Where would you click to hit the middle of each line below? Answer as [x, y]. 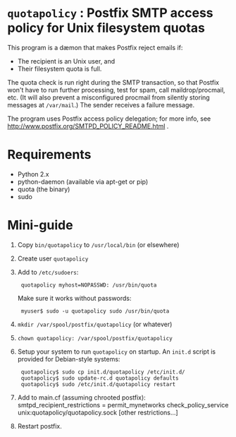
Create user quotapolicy [53, 258]
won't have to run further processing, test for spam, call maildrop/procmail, [116, 90]
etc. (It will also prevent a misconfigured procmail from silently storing [108, 97]
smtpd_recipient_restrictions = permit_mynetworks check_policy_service [123, 405]
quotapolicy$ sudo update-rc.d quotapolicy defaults [100, 378]
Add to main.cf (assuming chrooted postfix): [81, 397]
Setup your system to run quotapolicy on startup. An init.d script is [117, 352]
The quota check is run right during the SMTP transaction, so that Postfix [113, 82]
